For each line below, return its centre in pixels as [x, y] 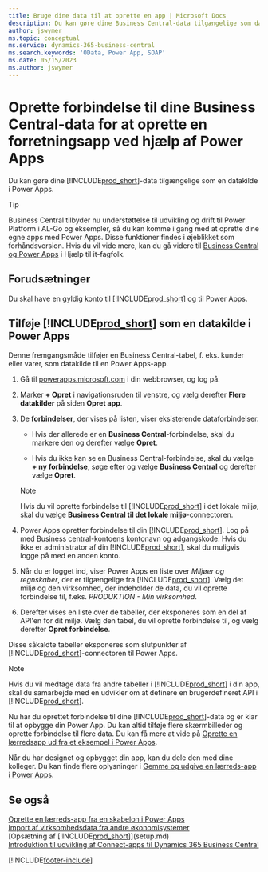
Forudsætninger [49, 280]
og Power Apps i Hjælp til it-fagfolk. [67, 254]
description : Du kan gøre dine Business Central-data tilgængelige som [130, 23]
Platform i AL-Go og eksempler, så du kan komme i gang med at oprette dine [134, 228]
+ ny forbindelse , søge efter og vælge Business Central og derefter [144, 467]
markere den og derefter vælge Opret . [95, 443]
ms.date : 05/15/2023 [43, 61]
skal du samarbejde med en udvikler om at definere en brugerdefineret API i [133, 693]
